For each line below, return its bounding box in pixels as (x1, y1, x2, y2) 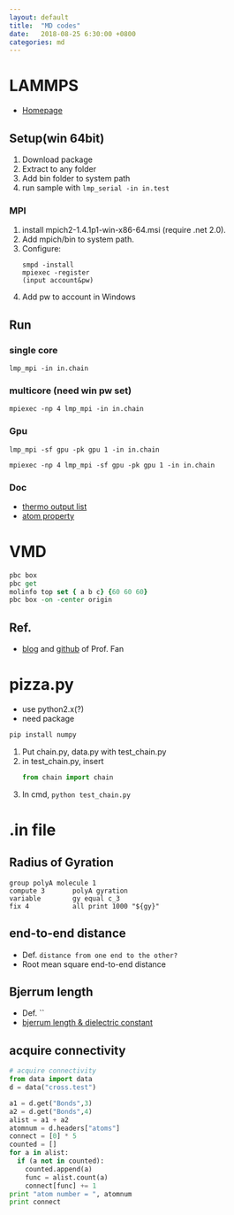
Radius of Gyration (9, 855, 115, 871)
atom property (21, 510, 75, 521)
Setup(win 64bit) (9, 130, 105, 146)
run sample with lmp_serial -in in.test (21, 182, 170, 193)
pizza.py (9, 675, 74, 695)
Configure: (21, 244, 62, 254)
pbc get (9, 579, 38, 588)
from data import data (9, 1075, 93, 1084)
